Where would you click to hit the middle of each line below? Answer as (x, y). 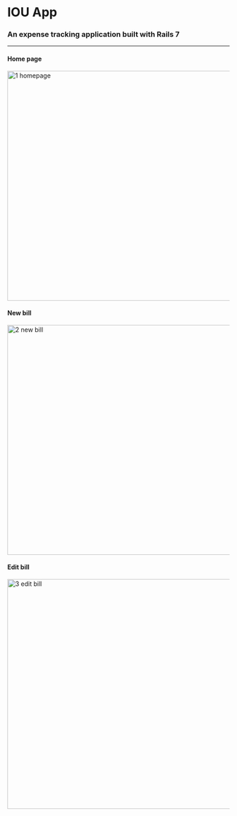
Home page (25, 59)
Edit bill (18, 567)
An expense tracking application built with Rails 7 (93, 35)
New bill (19, 313)
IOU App (32, 12)
